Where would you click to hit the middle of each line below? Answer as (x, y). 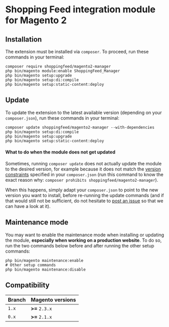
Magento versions (53, 300)
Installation (24, 39)
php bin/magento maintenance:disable (46, 270)
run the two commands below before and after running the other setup (80, 245)
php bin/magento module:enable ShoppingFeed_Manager (63, 71)
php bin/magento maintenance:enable (44, 260)
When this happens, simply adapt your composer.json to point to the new (82, 190)
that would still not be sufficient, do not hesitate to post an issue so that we (84, 201)
